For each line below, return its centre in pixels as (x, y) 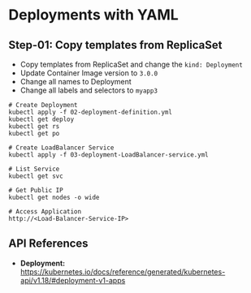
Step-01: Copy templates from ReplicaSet (115, 45)
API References (48, 244)
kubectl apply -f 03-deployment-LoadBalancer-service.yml (108, 155)
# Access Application (45, 212)
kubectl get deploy (41, 119)
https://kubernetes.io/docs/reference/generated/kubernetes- (123, 271)
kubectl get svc (36, 176)
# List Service (34, 169)
